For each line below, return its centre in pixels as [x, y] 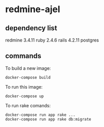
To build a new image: [28, 68]
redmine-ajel [33, 9]
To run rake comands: [28, 105]
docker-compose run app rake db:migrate [48, 119]
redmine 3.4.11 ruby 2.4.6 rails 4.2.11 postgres [52, 40]
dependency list [31, 28]
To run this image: [24, 87]
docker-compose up [24, 96]
